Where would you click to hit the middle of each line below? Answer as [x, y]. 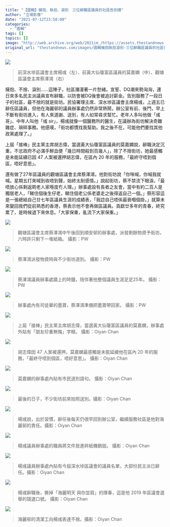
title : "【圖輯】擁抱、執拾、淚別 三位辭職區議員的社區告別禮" [65, 10]
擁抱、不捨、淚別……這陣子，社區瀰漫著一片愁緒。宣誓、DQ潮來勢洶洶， [81, 89]
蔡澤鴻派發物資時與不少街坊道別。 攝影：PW [64, 259]
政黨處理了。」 [20, 134]
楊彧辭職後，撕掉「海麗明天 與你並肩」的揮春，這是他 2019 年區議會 [89, 493]
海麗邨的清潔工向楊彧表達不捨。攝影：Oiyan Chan [70, 519]
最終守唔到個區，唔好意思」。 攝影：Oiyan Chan [78, 358]
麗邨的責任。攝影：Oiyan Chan [50, 425]
